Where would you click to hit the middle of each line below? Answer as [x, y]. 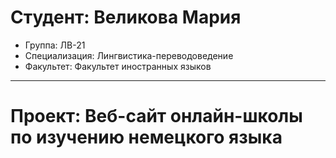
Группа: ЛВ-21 [55, 45]
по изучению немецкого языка [146, 137]
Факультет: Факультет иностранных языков [118, 66]
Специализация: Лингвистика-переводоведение [129, 55]
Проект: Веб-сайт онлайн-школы [156, 116]
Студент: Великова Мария [126, 17]
